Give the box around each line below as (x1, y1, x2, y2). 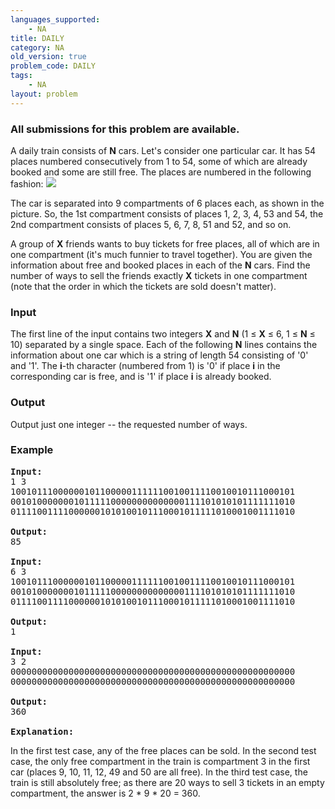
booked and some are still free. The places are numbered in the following (10, 166, 312, 178)
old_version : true (10, 52, 87, 62)
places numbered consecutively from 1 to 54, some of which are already (10, 155, 308, 167)
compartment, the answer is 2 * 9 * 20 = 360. (10, 787, 201, 799)
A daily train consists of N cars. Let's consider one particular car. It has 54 (10, 144, 317, 156)
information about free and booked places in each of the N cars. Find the (10, 259, 311, 271)
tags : (10, 71, 33, 81)
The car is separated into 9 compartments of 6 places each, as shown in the (10, 197, 325, 209)
